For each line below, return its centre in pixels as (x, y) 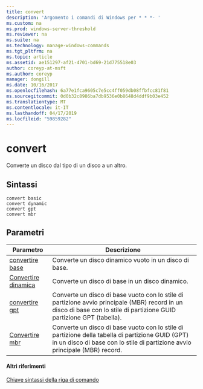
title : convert (25, 12)
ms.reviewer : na (27, 34)
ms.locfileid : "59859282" (39, 119)
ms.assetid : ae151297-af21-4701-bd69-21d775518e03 (71, 62)
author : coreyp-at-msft (36, 68)
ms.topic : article (29, 57)
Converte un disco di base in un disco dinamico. (120, 281)
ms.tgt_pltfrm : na (29, 51)
